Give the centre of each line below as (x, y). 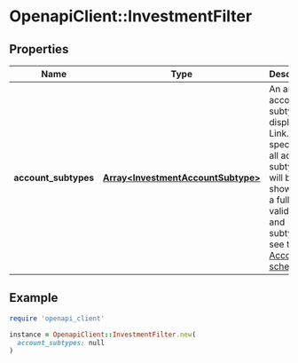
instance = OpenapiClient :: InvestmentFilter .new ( (103, 335)
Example (34, 298)
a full (279, 200)
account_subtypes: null (61, 343)
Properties (39, 49)
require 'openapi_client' (57, 318)
